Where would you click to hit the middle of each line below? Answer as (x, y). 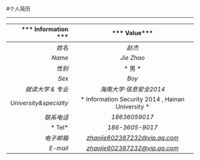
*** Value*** (133, 33)
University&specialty (39, 103)
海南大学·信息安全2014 (133, 89)
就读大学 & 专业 (47, 89)
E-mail (59, 148)
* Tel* (59, 127)
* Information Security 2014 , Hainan (132, 99)
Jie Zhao (132, 58)
